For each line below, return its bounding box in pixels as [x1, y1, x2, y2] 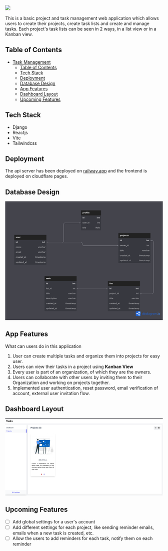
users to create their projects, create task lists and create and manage [5, 21, 150, 27]
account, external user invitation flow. [12, 390, 90, 396]
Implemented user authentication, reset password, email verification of [12, 385, 158, 391]
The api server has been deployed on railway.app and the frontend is [5, 168, 147, 174]
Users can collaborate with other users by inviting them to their [12, 374, 142, 380]
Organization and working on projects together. [12, 380, 110, 386]
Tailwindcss [12, 140, 37, 146]
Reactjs [12, 129, 28, 135]
